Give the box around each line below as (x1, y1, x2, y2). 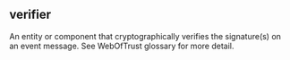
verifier (9, 7, 52, 22)
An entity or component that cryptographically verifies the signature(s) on (9, 30, 282, 41)
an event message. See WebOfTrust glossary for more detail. (9, 40, 235, 51)
